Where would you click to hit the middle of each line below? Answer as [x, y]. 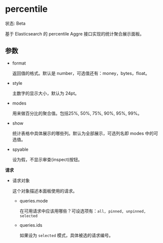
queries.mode [34, 201]
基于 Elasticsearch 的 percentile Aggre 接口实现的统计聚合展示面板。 [75, 34]
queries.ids [31, 225]
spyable [20, 149]
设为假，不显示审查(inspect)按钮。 [47, 159]
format [19, 63]
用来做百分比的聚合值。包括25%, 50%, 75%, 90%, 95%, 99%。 [77, 113]
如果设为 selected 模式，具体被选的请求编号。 [66, 235]
